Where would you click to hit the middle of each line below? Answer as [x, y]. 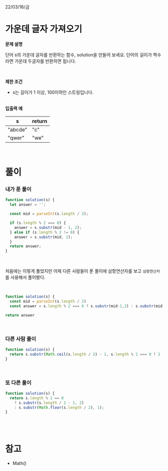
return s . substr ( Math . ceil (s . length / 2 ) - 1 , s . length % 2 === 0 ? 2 [85, 354]
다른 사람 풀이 [21, 339]
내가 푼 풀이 [18, 189]
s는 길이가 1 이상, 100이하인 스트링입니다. [53, 92]
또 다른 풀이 [18, 383]
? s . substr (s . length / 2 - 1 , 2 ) [49, 403]
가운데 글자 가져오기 [44, 29]
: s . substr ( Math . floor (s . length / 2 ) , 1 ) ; [59, 407]
